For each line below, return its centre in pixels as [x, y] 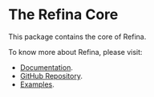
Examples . [37, 84]
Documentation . [47, 67]
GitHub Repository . [51, 76]
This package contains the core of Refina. [77, 37]
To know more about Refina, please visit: [75, 52]
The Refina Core [63, 15]
